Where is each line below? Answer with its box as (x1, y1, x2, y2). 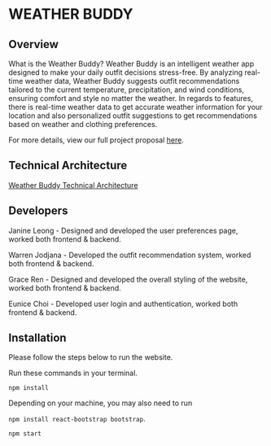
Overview (8, 37, 59, 51)
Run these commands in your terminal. (8, 368, 138, 378)
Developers (8, 204, 68, 218)
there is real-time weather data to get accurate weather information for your (8, 103, 263, 111)
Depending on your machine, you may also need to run (8, 398, 193, 408)
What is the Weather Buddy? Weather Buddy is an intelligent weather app (8, 59, 255, 68)
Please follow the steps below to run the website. (8, 352, 173, 362)
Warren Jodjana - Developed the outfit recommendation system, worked (8, 250, 251, 260)
